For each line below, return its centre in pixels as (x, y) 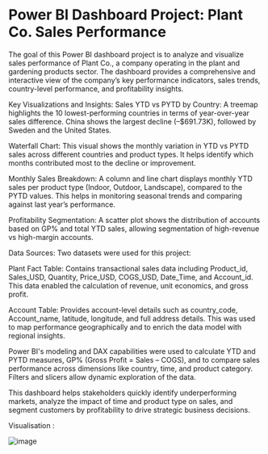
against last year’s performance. (62, 204)
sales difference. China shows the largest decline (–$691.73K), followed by (132, 121)
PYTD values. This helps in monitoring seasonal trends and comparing (126, 195)
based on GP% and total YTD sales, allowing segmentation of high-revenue (134, 229)
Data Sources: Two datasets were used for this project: (100, 253)
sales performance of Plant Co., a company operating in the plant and (124, 63)
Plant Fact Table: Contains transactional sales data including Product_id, (128, 268)
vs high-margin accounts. (51, 237)
